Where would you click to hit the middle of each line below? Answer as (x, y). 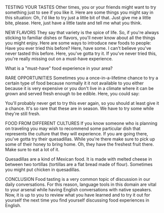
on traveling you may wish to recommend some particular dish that (73, 128)
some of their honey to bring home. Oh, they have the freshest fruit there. (80, 144)
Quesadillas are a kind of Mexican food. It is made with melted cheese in (79, 159)
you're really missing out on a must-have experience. (59, 59)
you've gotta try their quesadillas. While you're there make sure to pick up (80, 139)
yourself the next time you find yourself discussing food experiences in (77, 200)
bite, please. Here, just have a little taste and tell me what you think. (73, 23)
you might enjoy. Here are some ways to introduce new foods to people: (78, 43)
